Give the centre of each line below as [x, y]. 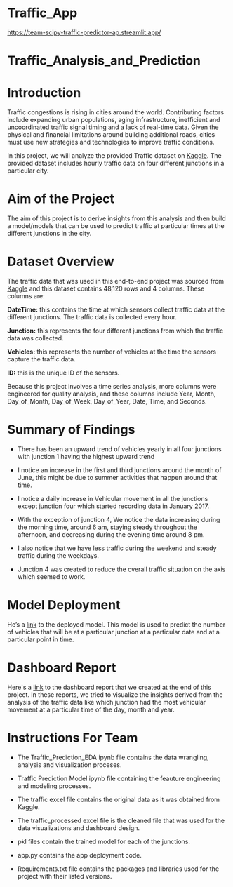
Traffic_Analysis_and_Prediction [104, 61]
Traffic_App [42, 13]
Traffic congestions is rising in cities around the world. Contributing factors [116, 112]
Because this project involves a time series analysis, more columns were [112, 386]
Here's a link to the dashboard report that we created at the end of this [109, 687]
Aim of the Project [61, 199]
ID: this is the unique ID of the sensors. [64, 373]
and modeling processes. [54, 786]
